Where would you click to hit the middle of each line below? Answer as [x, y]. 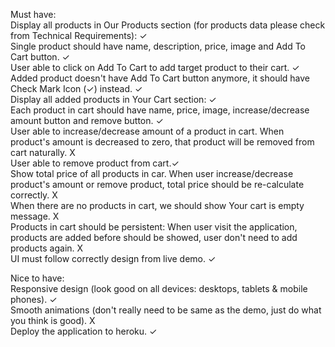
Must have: [33, 14]
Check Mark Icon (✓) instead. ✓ [76, 88]
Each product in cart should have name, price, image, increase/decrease [160, 110]
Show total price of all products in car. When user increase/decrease [152, 173]
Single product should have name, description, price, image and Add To [158, 46]
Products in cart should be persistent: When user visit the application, [154, 227]
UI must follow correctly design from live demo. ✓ [113, 258]
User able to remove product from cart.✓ [95, 163]
